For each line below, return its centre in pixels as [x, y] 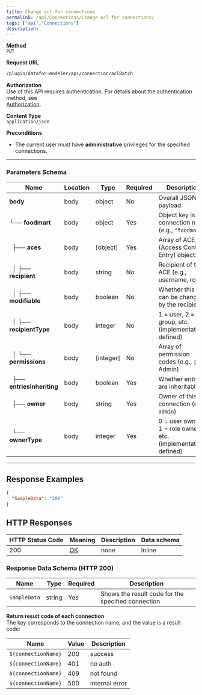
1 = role [169, 429]
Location [77, 188]
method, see [22, 98]
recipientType [29, 330]
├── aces [27, 247]
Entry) [167, 255]
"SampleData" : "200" [37, 499]
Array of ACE [177, 240]
